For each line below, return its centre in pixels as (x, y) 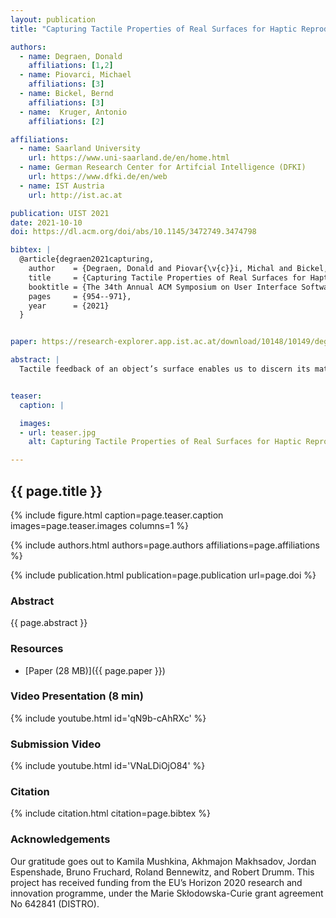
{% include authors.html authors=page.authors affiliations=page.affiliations (165, 545)
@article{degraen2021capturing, (87, 259)
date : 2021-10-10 (46, 222)
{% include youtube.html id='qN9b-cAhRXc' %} (108, 718)
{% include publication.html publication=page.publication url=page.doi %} (163, 575)
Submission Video (56, 744)
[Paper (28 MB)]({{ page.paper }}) (95, 670)
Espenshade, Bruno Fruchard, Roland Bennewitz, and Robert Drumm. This (162, 872)
